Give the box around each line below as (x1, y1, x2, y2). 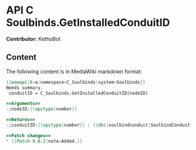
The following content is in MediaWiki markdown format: (6, 68, 143, 75)
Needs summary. (6, 84, 43, 91)
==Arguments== (6, 101, 41, 107)
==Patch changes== (6, 132, 51, 138)
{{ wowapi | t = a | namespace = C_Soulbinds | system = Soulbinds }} (6, 79, 146, 85)
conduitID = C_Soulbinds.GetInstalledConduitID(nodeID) (8, 90, 148, 96)
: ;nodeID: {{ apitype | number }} (6, 106, 77, 112)
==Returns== (6, 117, 35, 123)
